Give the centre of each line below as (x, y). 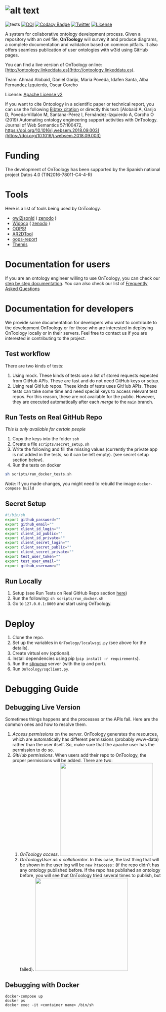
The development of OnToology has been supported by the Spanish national (83, 169)
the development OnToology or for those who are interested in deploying (79, 328)
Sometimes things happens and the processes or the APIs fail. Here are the (82, 719)
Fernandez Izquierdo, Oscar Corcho (41, 85)
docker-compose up (24, 997)
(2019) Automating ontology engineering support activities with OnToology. (82, 119)
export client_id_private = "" (35, 538)
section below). (28, 460)
